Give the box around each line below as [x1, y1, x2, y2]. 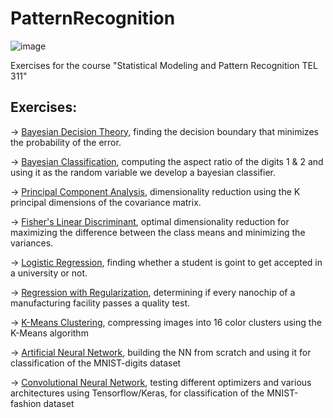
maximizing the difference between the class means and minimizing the [10, 226, 306, 238]
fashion [10, 397, 42, 409]
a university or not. [10, 267, 88, 279]
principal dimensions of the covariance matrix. [10, 196, 202, 208]
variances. [10, 237, 54, 249]
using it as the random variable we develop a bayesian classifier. [10, 166, 277, 178]
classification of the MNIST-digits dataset [10, 357, 182, 369]
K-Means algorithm [10, 327, 89, 339]
